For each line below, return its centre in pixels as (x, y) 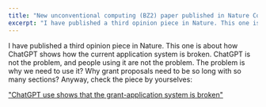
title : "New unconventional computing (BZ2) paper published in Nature (129, 15)
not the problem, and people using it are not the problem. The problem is (127, 62)
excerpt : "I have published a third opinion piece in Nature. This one (129, 23)
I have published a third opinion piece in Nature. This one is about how (123, 45)
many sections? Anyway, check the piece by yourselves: (100, 79)
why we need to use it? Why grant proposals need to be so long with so (125, 71)
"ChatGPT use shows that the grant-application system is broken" (116, 94)
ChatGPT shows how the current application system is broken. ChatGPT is (129, 54)
